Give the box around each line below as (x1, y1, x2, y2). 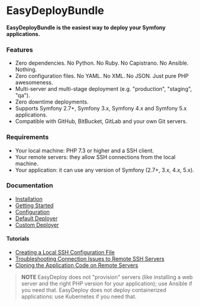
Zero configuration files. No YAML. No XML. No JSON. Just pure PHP (15, 73, 189, 80)
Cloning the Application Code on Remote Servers (15, 262, 139, 269)
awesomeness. (15, 79, 53, 86)
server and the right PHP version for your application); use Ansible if (21, 280, 193, 287)
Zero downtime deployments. (15, 98, 89, 105)
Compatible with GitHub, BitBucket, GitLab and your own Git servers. (15, 118, 187, 125)
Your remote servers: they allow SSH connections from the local (15, 153, 176, 160)
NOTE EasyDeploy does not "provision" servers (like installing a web (21, 274, 193, 281)
